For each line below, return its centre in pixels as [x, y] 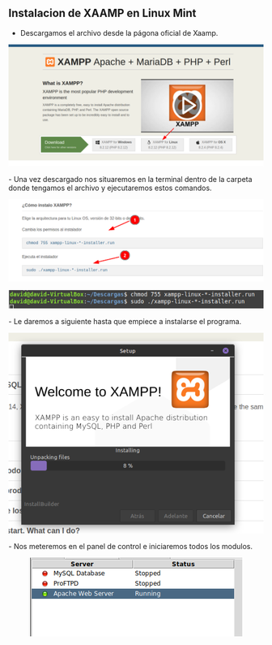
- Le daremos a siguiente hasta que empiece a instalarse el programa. [125, 322]
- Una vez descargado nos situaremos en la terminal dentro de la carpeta [130, 179]
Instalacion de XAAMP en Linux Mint [102, 13]
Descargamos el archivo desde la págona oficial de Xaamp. [119, 32]
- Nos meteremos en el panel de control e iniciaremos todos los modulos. [131, 547]
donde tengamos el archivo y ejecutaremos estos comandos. [110, 188]
